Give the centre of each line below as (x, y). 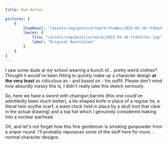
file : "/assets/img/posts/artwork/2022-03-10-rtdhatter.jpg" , (98, 37)
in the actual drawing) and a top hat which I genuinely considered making (81, 111)
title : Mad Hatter (24, 10)
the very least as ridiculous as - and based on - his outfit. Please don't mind (84, 81)
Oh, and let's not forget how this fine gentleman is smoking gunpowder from (84, 126)
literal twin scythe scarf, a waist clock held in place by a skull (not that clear (83, 106)
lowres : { (33, 33)
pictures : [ (17, 19)
